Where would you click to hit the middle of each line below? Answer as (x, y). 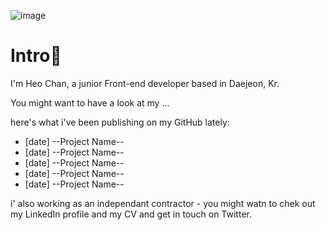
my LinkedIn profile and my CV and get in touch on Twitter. (131, 214)
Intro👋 (36, 56)
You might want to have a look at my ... (90, 102)
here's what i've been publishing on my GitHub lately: (120, 122)
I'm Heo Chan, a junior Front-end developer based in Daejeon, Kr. (145, 83)
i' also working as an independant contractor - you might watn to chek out (163, 203)
